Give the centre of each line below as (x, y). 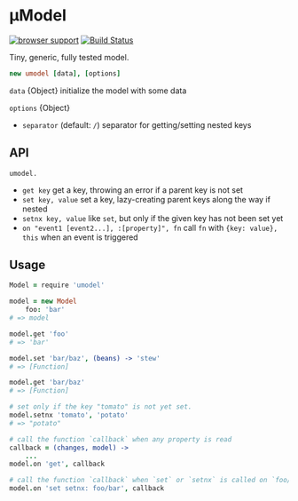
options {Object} (40, 107)
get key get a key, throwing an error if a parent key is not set (133, 190)
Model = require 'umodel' (57, 285)
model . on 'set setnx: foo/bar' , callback (87, 489)
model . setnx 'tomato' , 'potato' (69, 415)
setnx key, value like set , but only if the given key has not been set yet (153, 218)
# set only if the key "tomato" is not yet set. (101, 407)
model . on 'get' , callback (57, 464)
